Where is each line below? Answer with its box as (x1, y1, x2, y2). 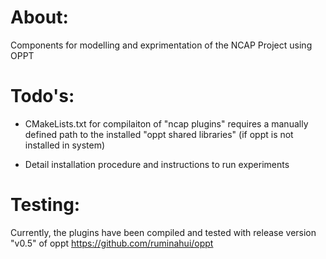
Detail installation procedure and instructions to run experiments (24, 158, 290, 170)
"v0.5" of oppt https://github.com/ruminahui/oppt (10, 237, 214, 249)
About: (10, 6, 69, 29)
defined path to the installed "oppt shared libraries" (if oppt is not (24, 128, 294, 140)
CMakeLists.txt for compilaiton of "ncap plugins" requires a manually (24, 117, 309, 130)
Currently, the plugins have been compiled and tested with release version (10, 226, 317, 238)
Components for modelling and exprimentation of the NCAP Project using (10, 39, 313, 51)
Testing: (10, 194, 81, 216)
